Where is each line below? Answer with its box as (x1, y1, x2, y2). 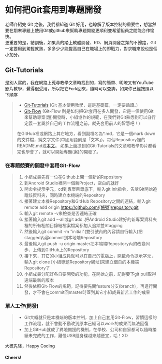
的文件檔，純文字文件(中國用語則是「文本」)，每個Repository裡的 (16, 136, 146, 142)
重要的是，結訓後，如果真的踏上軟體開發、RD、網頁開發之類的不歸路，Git (9, 39, 156, 45)
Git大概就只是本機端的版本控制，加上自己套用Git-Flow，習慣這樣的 (24, 314, 157, 320)
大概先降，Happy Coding (5, 343, 55, 349)
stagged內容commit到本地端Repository (24, 235, 103, 241)
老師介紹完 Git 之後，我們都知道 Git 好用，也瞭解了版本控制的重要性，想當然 (5, 21, 157, 27)
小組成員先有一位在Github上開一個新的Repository (24, 174, 123, 180)
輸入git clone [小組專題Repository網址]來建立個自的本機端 (24, 259, 139, 265)
